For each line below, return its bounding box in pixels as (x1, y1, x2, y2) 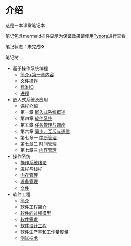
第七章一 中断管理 (20, 134, 57, 140)
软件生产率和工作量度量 (20, 229, 69, 235)
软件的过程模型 (20, 210, 51, 216)
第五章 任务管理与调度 (20, 121, 66, 128)
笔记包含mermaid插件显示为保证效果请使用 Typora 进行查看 (5, 33, 126, 39)
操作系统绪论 (20, 159, 47, 165)
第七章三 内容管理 (20, 147, 57, 153)
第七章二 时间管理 (20, 141, 57, 147)
